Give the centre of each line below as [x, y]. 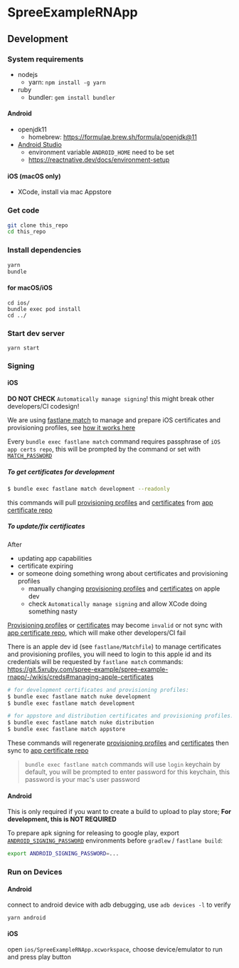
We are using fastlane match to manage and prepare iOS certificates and [114, 420]
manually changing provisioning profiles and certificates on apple [124, 589]
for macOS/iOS [30, 287]
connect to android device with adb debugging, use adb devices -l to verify [119, 905]
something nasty [53, 611]
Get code [23, 210]
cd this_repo [27, 232]
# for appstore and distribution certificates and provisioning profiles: [121, 716]
